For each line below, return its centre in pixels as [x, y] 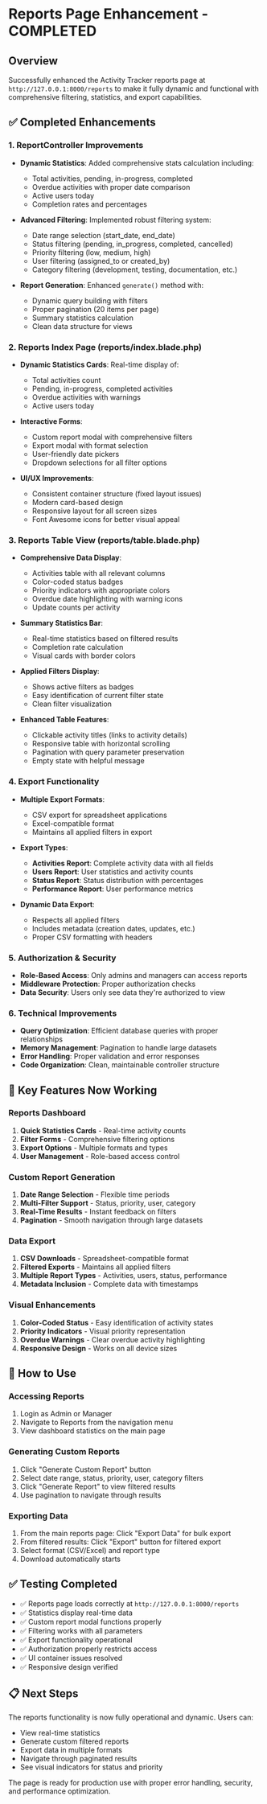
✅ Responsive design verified [69, 1666]
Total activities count [66, 380]
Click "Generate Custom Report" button [85, 1469]
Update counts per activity [76, 607]
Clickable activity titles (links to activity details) [109, 735]
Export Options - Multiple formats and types [94, 1148]
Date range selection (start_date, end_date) [103, 235]
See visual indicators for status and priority [91, 1767]
